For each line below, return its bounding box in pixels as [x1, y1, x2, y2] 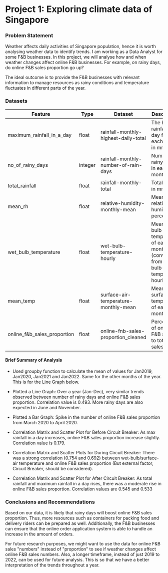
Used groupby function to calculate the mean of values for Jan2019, [12, 368, 153, 374]
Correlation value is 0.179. [12, 440, 66, 446]
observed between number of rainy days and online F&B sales [12, 394, 141, 400]
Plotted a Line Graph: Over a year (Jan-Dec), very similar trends [12, 388, 144, 394]
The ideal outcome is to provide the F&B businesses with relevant [5, 74, 140, 81]
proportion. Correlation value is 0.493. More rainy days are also [12, 399, 143, 405]
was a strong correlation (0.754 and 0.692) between [12, 455, 120, 461]
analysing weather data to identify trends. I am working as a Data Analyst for [5, 49, 163, 55]
